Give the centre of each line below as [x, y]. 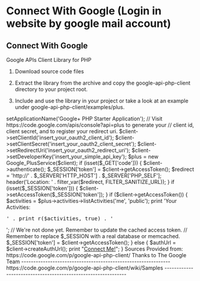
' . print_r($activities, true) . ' [60, 218]
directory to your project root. [51, 89]
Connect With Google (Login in [84, 11]
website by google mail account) [89, 24]
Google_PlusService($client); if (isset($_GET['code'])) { [74, 163]
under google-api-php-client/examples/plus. [70, 107]
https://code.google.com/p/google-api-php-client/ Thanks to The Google [96, 255]
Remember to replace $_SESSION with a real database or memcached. [93, 236]
